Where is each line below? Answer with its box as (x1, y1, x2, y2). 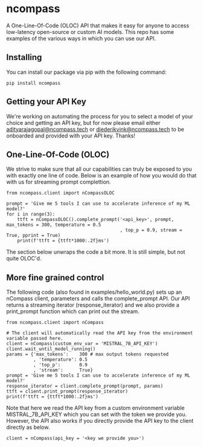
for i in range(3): (6, 211, 56, 217)
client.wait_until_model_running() (6, 346, 96, 353)
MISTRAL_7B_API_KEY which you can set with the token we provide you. (6, 411, 187, 418)
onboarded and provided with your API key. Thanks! (6, 132, 136, 139)
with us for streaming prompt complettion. (6, 178, 111, 186)
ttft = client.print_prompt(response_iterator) (6, 388, 129, 395)
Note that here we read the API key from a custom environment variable (6, 405, 185, 412)
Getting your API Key (6, 96, 86, 107)
